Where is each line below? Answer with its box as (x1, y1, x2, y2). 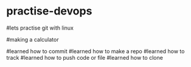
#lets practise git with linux (6, 24, 74, 31)
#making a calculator (6, 36, 59, 43)
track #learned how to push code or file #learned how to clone (6, 54, 163, 61)
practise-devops (6, 4, 92, 18)
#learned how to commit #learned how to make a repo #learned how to (6, 47, 185, 55)
